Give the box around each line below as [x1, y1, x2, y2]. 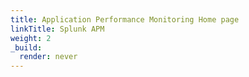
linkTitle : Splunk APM [10, 24, 105, 34]
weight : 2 [10, 33, 52, 43]
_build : [10, 42, 43, 53]
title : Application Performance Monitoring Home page [10, 14, 240, 25]
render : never [19, 52, 78, 62]
